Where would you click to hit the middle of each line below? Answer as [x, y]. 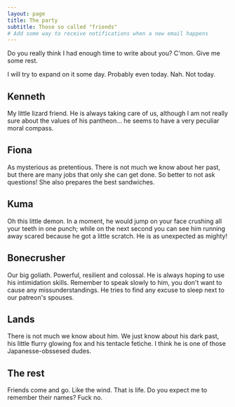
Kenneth [26, 96]
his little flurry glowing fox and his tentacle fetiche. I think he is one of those [117, 344]
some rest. [23, 61]
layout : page [26, 14]
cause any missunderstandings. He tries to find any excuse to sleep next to [116, 290]
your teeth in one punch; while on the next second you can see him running [116, 228]
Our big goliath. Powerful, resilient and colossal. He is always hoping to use [116, 275]
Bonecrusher [36, 258]
